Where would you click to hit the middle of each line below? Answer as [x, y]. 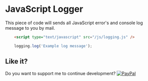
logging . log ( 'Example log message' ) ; [53, 46]
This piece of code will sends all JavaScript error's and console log [74, 23]
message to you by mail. [30, 28]
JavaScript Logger [44, 9]
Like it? [16, 61]
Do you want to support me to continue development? [61, 73]
